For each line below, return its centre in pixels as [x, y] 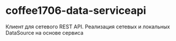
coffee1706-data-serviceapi [76, 11]
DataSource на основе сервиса [44, 32]
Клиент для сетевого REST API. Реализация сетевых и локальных [88, 27]
